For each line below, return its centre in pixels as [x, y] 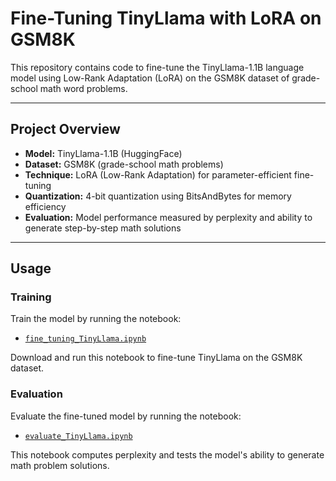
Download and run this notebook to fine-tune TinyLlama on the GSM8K [156, 358]
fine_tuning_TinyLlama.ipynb [85, 339]
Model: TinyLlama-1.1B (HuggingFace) [103, 153]
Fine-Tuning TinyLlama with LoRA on [166, 18]
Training [31, 297]
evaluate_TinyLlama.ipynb [78, 436]
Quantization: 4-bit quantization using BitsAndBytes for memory [158, 196]
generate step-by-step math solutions [103, 228]
